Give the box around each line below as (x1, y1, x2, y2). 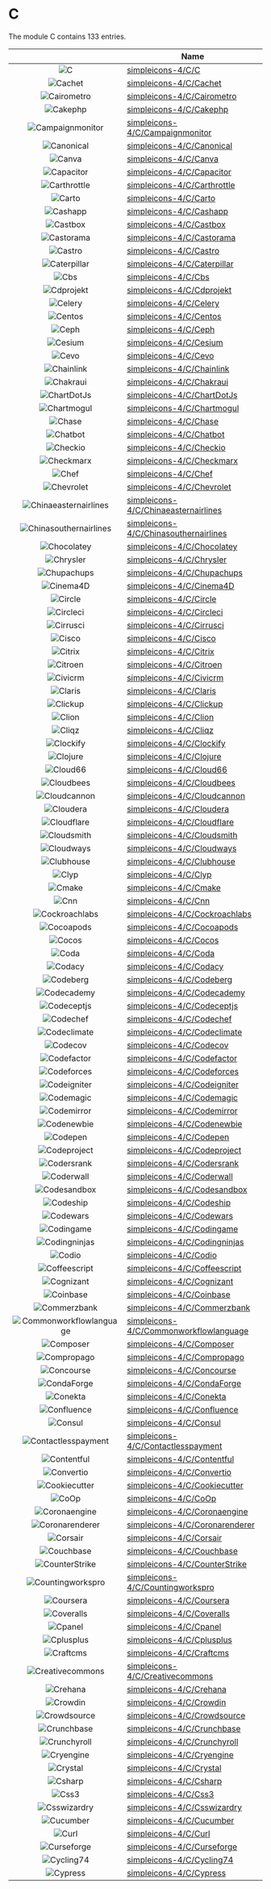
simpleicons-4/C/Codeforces (126, 1065, 240, 1077)
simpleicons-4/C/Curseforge (126, 1841, 238, 1852)
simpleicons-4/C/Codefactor (126, 1052, 238, 1064)
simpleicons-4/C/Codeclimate (126, 1026, 243, 1038)
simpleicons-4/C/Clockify (126, 737, 226, 749)
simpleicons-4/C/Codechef (126, 1013, 232, 1024)
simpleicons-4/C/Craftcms (126, 1647, 230, 1658)
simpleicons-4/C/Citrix (126, 645, 215, 657)
